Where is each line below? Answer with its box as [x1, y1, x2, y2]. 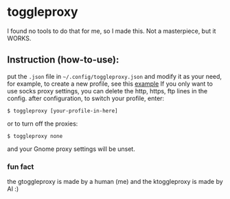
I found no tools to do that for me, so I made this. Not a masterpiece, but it [7, 27, 216, 35]
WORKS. [7, 34, 32, 42]
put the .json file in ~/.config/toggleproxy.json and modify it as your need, [7, 72, 222, 80]
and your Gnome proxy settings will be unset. [7, 145, 135, 153]
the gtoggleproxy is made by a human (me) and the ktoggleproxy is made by [7, 178, 223, 186]
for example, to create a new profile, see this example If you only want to [7, 80, 213, 88]
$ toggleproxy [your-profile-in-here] [7, 107, 118, 114]
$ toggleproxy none [7, 132, 63, 139]
